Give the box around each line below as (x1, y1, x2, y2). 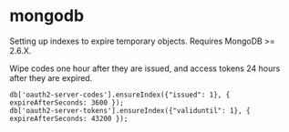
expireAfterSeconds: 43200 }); (9, 114, 129, 123)
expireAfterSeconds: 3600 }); (9, 97, 125, 107)
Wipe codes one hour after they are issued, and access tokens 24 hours (9, 63, 281, 74)
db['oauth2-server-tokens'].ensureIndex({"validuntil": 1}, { (9, 106, 251, 115)
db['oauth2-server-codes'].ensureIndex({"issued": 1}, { (9, 90, 231, 99)
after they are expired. (9, 72, 93, 83)
